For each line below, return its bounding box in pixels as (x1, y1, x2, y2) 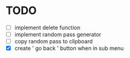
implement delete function (14, 24, 80, 31)
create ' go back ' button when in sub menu (14, 45, 124, 52)
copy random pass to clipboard (14, 38, 93, 45)
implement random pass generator (14, 31, 101, 38)
